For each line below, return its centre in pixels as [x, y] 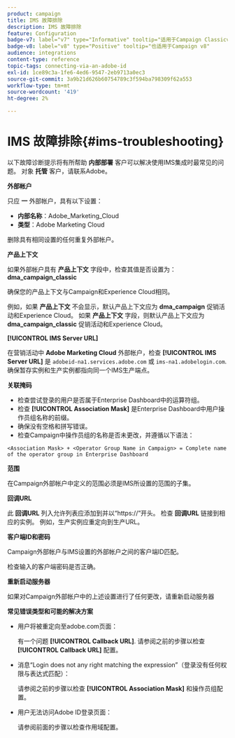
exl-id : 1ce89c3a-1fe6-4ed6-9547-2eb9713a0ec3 [76, 72]
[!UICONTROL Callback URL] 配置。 [70, 650]
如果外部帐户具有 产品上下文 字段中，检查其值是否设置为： [92, 269]
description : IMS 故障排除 [44, 27]
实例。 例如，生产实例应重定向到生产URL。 [81, 522]
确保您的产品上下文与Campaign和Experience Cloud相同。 [91, 291]
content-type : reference [43, 60]
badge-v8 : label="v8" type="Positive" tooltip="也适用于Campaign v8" [108, 46]
